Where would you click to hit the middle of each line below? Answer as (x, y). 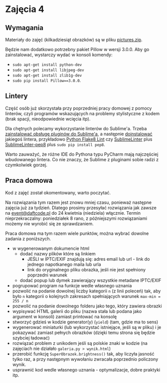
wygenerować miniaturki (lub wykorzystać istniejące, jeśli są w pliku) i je (87, 327)
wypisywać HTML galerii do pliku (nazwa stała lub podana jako (77, 311)
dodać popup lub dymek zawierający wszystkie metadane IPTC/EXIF (90, 280)
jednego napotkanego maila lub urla (64, 264)
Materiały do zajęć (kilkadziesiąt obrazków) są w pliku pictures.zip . (74, 40)
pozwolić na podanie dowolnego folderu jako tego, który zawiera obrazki (87, 306)
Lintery (17, 96)
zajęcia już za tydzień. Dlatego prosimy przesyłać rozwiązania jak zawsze (81, 208)
